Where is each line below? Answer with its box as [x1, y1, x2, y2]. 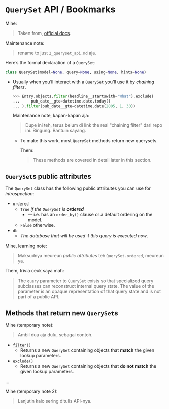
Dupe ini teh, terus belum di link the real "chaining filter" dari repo [25, 122, 162, 128]
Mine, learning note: [5, 243, 47, 249]
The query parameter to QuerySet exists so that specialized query [17, 278, 154, 284]
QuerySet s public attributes [5, 172, 91, 181]
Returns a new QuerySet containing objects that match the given [20, 347, 155, 353]
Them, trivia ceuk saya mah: [5, 268, 64, 274]
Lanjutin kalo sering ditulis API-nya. [17, 398, 92, 404]
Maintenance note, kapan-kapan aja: [12, 113, 90, 119]
